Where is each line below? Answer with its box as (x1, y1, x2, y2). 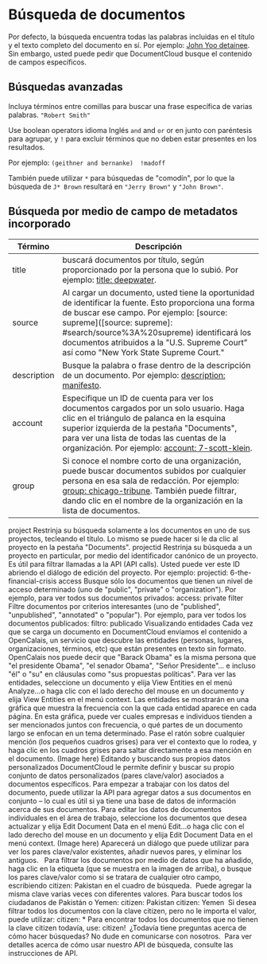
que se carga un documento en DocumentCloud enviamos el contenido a (8, 626, 248, 636)
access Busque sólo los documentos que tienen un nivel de (58, 576, 253, 586)
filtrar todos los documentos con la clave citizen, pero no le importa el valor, (8, 906, 257, 915)
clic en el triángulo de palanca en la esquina (62, 412, 226, 423)
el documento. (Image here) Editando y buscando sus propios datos (8, 754, 231, 763)
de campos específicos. (8, 57, 87, 67)
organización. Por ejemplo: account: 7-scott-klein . (62, 442, 253, 453)
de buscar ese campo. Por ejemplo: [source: (62, 306, 228, 318)
